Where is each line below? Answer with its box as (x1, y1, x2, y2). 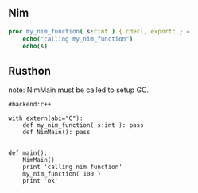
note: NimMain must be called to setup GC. (8, 85, 149, 95)
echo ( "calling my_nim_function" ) (22, 35, 134, 43)
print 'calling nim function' (22, 163, 123, 172)
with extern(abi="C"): (8, 114, 83, 122)
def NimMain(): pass (22, 129, 91, 137)
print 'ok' (22, 177, 59, 185)
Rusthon (8, 64, 52, 78)
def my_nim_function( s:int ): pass (22, 122, 145, 129)
